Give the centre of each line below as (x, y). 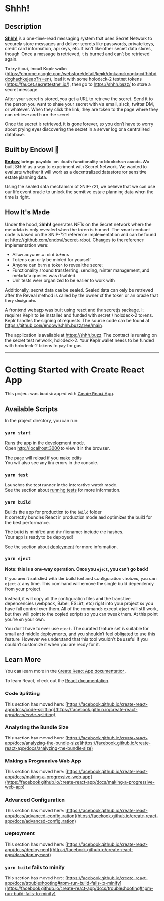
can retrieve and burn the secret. (38, 115)
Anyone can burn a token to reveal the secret (58, 265)
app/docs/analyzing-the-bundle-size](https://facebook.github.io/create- (78, 743)
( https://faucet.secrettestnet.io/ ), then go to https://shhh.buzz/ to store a (78, 84)
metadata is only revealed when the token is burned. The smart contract (78, 229)
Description (23, 27)
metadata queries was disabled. (44, 275)
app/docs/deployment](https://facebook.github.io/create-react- (69, 849)
